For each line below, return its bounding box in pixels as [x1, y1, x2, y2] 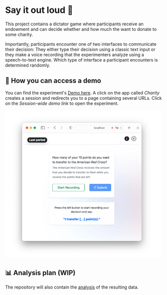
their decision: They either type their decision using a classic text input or [5, 46, 156, 52]
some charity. [5, 31, 33, 37]
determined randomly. [5, 62, 51, 68]
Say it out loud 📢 [5, 4, 74, 16]
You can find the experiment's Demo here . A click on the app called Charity [5, 89, 160, 96]
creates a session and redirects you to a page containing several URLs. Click [5, 95, 162, 101]
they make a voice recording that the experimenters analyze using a [5, 52, 144, 58]
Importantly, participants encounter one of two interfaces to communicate [5, 41, 157, 47]
